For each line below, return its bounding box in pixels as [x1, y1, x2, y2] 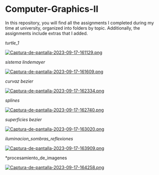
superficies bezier [5, 116, 42, 122]
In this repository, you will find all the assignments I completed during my [5, 20, 155, 26]
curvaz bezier [5, 78, 34, 84]
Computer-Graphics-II [5, 3, 99, 15]
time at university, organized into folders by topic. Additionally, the [5, 25, 140, 31]
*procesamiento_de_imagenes [5, 155, 67, 161]
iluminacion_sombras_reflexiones [5, 135, 73, 141]
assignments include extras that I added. [5, 30, 88, 36]
